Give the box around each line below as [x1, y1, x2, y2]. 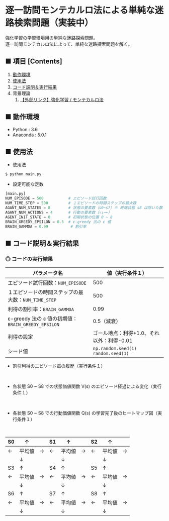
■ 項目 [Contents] [5, 57, 62, 66]
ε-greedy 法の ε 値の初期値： [8, 315, 78, 322]
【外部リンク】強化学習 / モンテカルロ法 [20, 96, 104, 102]
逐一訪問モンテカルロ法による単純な [5, 5, 155, 16]
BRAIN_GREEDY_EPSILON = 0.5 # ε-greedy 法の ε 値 [5, 219, 112, 224]
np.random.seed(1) [93, 346, 137, 352]
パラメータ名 [32, 270, 63, 277]
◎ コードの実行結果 [5, 255, 53, 262]
